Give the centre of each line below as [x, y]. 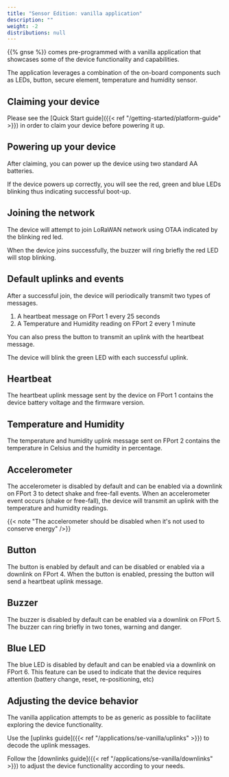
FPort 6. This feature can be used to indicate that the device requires [104, 672]
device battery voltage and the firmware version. [76, 403]
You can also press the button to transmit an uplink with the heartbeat [106, 336]
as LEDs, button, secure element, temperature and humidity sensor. [102, 80]
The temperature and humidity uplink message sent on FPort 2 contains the [114, 441]
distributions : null [37, 33]
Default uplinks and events [65, 279]
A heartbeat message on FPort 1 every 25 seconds [88, 316]
